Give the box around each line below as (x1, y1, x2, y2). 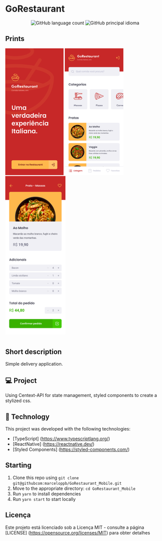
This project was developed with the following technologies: (5, 425, 131, 431)
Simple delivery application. (5, 361, 63, 367)
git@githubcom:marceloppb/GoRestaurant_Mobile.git (12, 481, 122, 486)
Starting (5, 461, 32, 470)
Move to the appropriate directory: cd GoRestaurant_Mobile (12, 485, 136, 491)
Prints (5, 34, 25, 43)
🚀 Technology (5, 412, 50, 421)
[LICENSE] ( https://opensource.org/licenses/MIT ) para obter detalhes (5, 529, 150, 535)
